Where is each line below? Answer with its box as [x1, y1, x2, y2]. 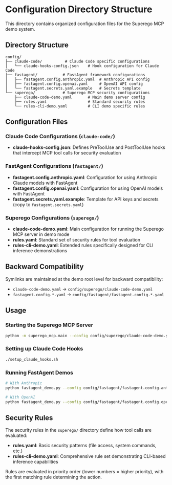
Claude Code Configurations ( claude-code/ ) [5, 133, 115, 140]
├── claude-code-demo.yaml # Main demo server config [14, 95, 145, 100]
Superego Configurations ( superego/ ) [5, 214, 99, 221]
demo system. [5, 26, 35, 32]
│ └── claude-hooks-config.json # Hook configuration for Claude [5, 63, 159, 69]
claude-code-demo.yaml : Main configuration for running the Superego [12, 226, 164, 232]
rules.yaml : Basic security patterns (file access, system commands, [12, 443, 157, 449]
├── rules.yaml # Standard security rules [14, 99, 145, 104]
